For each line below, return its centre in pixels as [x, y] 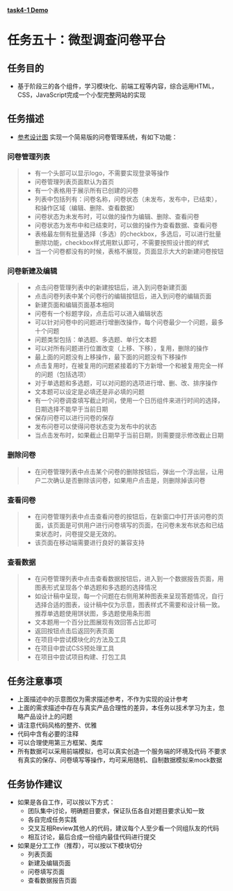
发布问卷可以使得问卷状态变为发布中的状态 [96, 426]
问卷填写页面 [46, 872]
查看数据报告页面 [52, 880]
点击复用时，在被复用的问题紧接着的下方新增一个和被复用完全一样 [129, 366]
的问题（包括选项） [62, 374]
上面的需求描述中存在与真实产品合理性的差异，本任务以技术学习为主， [118, 708]
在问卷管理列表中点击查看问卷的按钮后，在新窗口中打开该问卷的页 [129, 516]
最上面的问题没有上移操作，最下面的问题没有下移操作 [111, 357]
